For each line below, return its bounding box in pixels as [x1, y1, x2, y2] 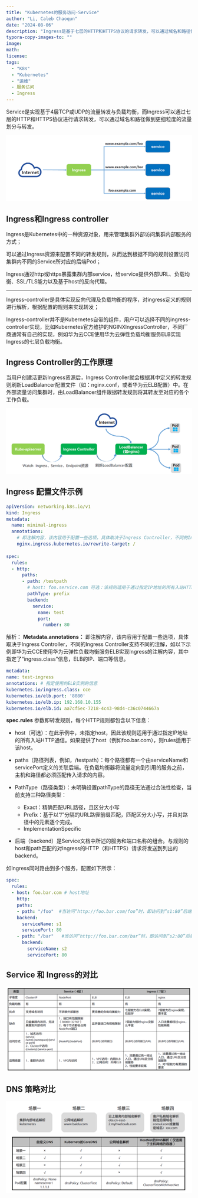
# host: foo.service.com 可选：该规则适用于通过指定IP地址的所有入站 [27, 585, 184, 590]
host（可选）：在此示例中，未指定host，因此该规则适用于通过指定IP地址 [14, 729, 188, 736]
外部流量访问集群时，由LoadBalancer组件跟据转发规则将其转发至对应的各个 [6, 389, 190, 396]
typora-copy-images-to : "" [6, 34, 72, 41]
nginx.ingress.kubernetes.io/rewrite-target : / [16, 541, 136, 547]
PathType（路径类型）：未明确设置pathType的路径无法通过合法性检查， [14, 784, 187, 791]
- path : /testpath [21, 579, 67, 585]
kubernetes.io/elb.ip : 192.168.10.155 [6, 699, 101, 705]
